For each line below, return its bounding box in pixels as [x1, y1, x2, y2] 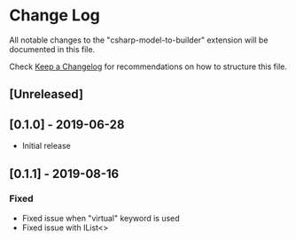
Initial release [21, 141, 71, 151]
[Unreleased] [9, 87, 84, 102]
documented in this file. [9, 43, 96, 54]
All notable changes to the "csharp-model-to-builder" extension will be [9, 35, 269, 45]
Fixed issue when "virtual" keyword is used [21, 213, 180, 223]
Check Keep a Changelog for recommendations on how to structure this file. [9, 61, 288, 72]
